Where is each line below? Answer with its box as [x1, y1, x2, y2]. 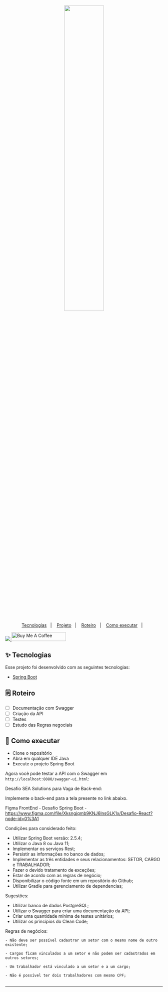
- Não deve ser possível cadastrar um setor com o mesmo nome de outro [5, 938, 157, 943]
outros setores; [5, 955, 39, 960]
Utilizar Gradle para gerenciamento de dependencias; [12, 883, 123, 889]
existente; [5, 942, 28, 947]
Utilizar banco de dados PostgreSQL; [12, 902, 89, 908]
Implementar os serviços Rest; [12, 846, 75, 852]
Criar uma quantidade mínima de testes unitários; [12, 913, 114, 919]
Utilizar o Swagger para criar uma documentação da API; [12, 908, 130, 914]
